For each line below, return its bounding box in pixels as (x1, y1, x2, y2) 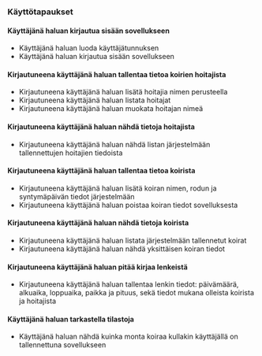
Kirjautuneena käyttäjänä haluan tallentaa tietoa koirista (7, 166, 196, 176)
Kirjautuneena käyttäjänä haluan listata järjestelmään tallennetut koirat (18, 235, 247, 245)
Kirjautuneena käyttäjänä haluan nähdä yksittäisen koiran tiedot (18, 243, 226, 254)
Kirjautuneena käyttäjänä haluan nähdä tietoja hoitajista (7, 121, 195, 132)
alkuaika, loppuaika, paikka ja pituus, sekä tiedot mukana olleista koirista (18, 288, 254, 298)
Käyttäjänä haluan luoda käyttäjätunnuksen (18, 43, 159, 53)
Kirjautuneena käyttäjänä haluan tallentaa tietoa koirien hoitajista (7, 69, 226, 79)
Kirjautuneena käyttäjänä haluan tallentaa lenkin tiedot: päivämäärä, (18, 280, 239, 289)
